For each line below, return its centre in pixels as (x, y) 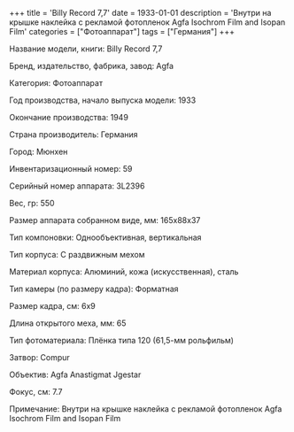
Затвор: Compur (40, 357)
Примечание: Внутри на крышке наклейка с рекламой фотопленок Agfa (146, 409)
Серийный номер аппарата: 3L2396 (77, 186)
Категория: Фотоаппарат (56, 83)
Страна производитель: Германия (74, 135)
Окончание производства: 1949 (69, 117)
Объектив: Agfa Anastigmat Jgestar (75, 374)
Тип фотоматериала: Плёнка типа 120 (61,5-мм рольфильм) (122, 340)
